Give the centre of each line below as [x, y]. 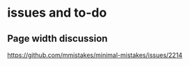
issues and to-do [57, 13]
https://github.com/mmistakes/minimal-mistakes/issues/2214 [95, 55]
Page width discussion [57, 39]
